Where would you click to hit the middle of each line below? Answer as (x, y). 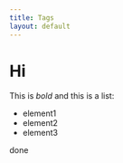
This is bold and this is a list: (62, 96)
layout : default (40, 26)
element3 (40, 133)
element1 (39, 113)
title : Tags (32, 18)
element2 (40, 123)
